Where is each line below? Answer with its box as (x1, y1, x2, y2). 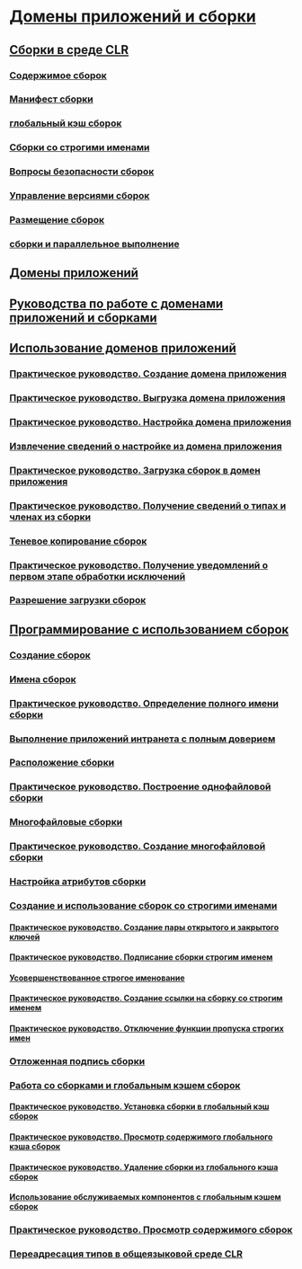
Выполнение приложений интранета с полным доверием (9, 732, 276, 745)
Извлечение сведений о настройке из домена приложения (9, 439, 282, 452)
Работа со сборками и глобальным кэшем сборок (9, 1078, 241, 1091)
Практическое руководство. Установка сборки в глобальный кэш (9, 1101, 270, 1112)
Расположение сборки (9, 757, 115, 769)
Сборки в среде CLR (9, 42, 129, 58)
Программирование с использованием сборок (9, 622, 289, 637)
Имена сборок (9, 672, 76, 685)
